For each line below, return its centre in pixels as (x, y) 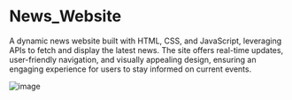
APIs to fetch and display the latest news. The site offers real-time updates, (146, 50)
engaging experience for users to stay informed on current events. (131, 69)
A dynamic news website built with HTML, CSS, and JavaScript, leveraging (146, 41)
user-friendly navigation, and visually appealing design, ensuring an (133, 59)
